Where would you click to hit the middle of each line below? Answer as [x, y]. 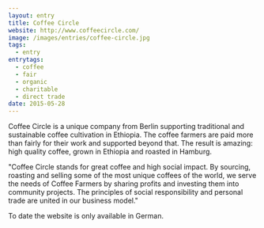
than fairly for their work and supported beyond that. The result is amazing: [130, 143]
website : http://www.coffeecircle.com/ [74, 30]
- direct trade [40, 97]
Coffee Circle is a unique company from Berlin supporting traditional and [126, 127]
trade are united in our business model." [73, 201]
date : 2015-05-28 [37, 104]
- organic [31, 82]
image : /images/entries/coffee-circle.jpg [79, 38]
